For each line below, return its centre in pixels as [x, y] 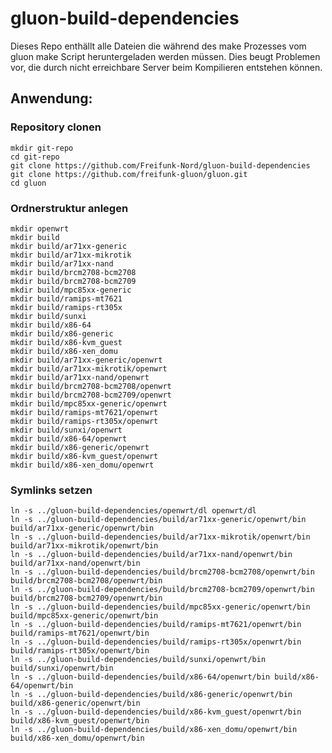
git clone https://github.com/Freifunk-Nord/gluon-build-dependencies [160, 165]
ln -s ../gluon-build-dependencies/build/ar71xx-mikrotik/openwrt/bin [160, 537]
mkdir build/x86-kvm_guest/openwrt [84, 456]
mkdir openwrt [40, 228]
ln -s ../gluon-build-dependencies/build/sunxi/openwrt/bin [138, 660]
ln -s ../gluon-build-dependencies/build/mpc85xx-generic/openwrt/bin [160, 607]
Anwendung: [51, 98]
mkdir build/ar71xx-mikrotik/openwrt [89, 368]
